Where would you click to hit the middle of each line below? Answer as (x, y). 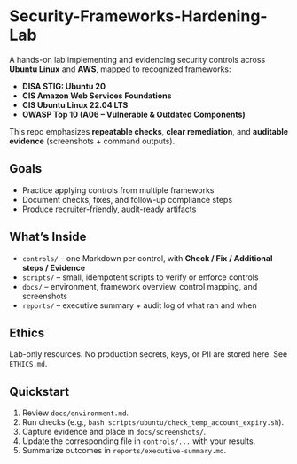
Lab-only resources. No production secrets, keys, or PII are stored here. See (148, 354)
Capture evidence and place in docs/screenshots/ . (114, 432)
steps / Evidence (54, 267)
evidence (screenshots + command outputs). (92, 141)
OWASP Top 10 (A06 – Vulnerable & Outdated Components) (133, 114)
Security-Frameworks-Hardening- (138, 16)
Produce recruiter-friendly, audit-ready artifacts (109, 209)
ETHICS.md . (28, 364)
